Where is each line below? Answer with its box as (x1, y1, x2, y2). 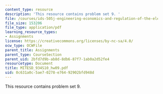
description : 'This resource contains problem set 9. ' (5, 12, 120, 16)
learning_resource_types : (5, 30, 57, 34)
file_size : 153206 (5, 20, 42, 26)
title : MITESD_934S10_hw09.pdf (5, 66, 68, 71)
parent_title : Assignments (5, 47, 60, 52)
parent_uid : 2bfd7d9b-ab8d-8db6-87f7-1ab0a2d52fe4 (5, 57, 110, 62)
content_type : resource (5, 7, 53, 12)
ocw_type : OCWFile (5, 43, 42, 48)
